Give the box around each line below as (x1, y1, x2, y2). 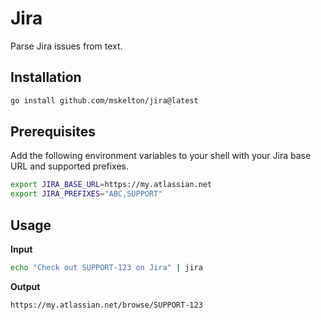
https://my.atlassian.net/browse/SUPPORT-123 (10, 300, 203, 310)
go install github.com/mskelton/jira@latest (10, 95, 199, 106)
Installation (10, 69, 82, 86)
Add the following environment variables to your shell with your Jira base (10, 150, 312, 162)
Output (10, 280, 41, 292)
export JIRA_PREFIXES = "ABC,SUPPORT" (10, 189, 163, 199)
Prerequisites (10, 123, 96, 141)
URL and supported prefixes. (10, 160, 129, 172)
